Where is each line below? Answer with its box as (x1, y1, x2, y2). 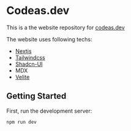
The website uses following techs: (6, 35, 92, 43)
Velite (15, 73, 30, 80)
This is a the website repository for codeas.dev (6, 24, 125, 31)
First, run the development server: (6, 107, 92, 115)
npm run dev (6, 119, 37, 125)
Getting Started (6, 91, 67, 101)
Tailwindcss (15, 54, 45, 61)
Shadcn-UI (15, 60, 43, 68)
